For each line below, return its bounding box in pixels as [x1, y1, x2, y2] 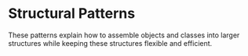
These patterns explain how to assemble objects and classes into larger [8, 30, 240, 40]
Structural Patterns [8, 5, 136, 23]
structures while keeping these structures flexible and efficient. [8, 38, 213, 47]
